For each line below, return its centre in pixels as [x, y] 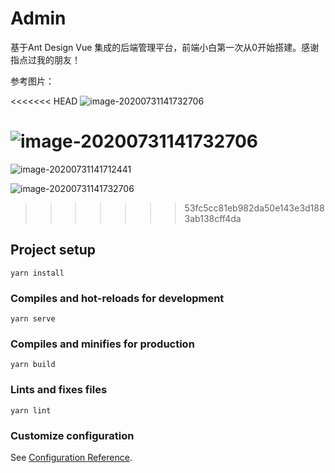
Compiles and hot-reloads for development [117, 298]
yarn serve [33, 318]
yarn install [37, 273]
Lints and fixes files [59, 390]
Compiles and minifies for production [102, 344]
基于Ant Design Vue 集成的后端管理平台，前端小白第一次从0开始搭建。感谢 [165, 47]
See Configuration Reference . [71, 457]
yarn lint [31, 410]
